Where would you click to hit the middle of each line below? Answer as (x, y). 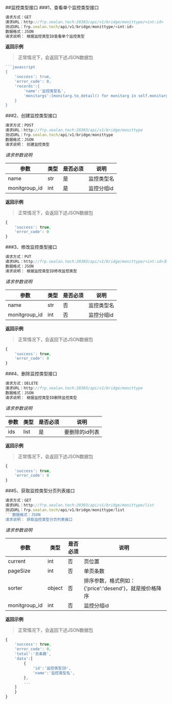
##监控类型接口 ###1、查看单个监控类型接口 (52, 7)
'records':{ (27, 86)
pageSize (19, 570)
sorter (15, 588)
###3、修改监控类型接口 (31, 247)
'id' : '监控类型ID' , (52, 668)
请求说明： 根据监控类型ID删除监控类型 (41, 398)
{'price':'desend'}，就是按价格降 (123, 588)
